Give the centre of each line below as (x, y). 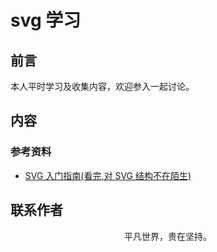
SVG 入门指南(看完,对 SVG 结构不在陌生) (108, 175)
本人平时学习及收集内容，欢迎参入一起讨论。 (102, 86)
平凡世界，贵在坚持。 (168, 236)
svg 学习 (46, 20)
